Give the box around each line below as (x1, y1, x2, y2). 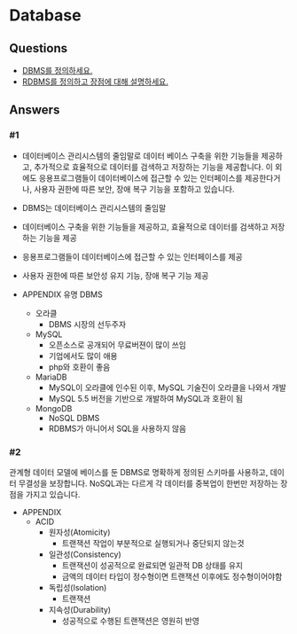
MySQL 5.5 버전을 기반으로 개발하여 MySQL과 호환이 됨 (48, 393, 244, 403)
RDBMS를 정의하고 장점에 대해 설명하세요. (21, 76, 168, 87)
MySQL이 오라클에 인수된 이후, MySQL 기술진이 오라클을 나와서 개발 (48, 382, 286, 393)
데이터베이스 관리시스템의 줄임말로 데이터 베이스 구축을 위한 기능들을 (21, 150, 260, 160)
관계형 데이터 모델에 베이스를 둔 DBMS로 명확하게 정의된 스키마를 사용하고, (9, 466, 269, 477)
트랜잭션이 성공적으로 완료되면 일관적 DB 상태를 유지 (61, 560, 244, 570)
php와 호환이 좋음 (48, 361, 111, 372)
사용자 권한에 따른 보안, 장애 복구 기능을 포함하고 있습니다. (34, 184, 235, 194)
